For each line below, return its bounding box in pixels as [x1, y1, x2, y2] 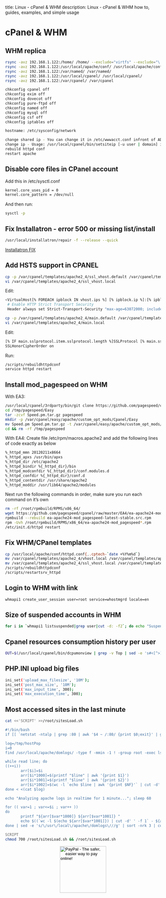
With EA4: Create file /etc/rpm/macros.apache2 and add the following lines [5, 435, 158, 441]
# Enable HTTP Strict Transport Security [7, 302, 94, 307]
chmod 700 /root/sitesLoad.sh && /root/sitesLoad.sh [5, 836, 116, 842]
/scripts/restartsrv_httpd [5, 570, 61, 575]
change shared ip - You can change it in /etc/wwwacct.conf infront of [5, 138, 156, 142]
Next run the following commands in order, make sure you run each [5, 491, 142, 497]
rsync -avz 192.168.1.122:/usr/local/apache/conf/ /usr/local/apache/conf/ [5, 64, 165, 69]
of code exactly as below [5, 440, 56, 446]
